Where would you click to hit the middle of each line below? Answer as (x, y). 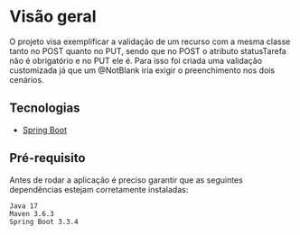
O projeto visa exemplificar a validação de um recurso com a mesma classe (150, 41)
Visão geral (53, 17)
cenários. (27, 79)
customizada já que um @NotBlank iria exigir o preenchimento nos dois (142, 70)
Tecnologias (45, 108)
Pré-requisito (47, 158)
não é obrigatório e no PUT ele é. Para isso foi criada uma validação (136, 60)
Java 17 (24, 206)
